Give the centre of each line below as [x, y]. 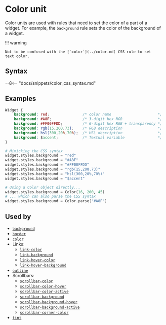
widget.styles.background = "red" [41, 156]
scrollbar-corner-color [44, 313]
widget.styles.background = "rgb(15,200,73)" [53, 169]
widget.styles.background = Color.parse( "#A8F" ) [56, 201]
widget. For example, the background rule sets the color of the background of [83, 28]
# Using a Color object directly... [43, 187]
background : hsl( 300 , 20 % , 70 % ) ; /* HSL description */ [88, 133]
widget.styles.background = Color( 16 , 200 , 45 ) [55, 192]
